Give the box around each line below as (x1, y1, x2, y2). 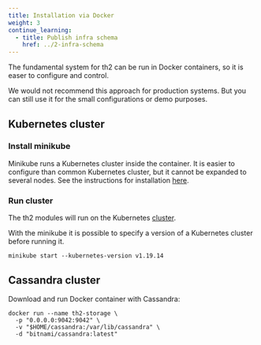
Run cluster (8, 195, 54, 206)
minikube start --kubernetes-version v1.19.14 (8, 252, 164, 260)
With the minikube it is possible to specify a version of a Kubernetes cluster (8, 228, 254, 238)
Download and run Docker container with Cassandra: (8, 294, 181, 303)
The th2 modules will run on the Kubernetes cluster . (8, 213, 176, 223)
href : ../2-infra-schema (22, 41, 104, 49)
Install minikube (8, 141, 71, 152)
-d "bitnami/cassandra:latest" (15, 330, 118, 338)
